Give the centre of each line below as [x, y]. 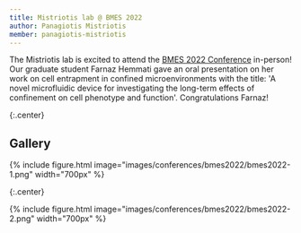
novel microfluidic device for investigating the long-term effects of [132, 88]
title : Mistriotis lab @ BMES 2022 [76, 17]
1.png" [21, 175]
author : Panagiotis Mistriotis [68, 26]
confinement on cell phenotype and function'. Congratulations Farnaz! [139, 98]
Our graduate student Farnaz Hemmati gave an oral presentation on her [142, 69]
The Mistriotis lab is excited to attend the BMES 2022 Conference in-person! [150, 60]
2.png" [22, 219]
